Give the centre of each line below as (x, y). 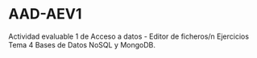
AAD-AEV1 (45, 14)
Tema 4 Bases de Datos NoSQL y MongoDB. (82, 44)
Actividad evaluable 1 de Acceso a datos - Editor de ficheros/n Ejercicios (129, 36)
